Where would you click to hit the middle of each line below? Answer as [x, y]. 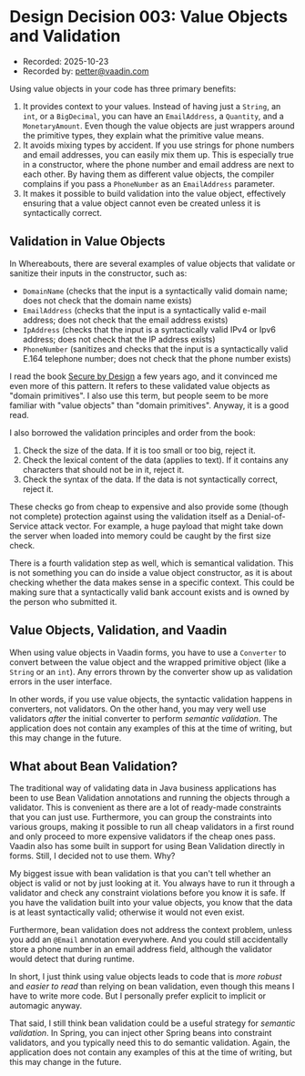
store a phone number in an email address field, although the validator [141, 949]
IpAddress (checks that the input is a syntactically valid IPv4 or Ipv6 [149, 329]
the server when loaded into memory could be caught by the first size [140, 536]
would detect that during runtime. [72, 959]
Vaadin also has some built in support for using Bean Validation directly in [147, 846]
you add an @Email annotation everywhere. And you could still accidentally [149, 939]
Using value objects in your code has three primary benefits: [123, 88]
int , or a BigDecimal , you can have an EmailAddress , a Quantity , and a [153, 116]
